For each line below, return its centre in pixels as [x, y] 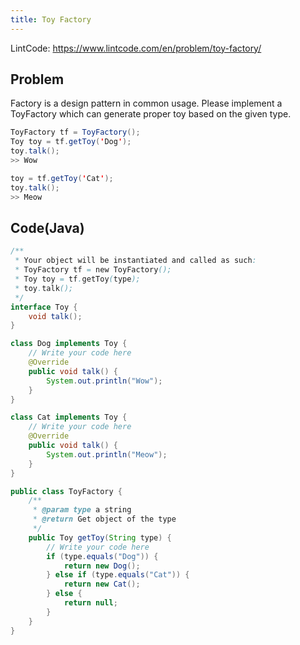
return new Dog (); [102, 566]
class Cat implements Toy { [69, 417]
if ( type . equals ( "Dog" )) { [102, 556]
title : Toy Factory [51, 19]
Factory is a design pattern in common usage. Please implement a [146, 103]
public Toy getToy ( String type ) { [100, 537]
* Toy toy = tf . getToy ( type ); [77, 279]
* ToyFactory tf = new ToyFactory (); [93, 270]
